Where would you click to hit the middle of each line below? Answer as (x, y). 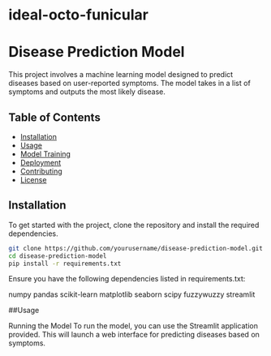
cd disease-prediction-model (58, 256)
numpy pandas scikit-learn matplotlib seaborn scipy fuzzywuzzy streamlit (132, 294)
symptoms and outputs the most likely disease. (87, 92)
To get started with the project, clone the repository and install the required (134, 225)
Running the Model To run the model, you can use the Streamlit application (133, 326)
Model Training (45, 154)
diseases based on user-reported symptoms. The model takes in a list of (130, 84)
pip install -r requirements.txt (65, 264)
